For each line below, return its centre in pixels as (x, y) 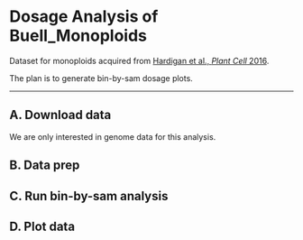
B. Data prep (45, 166)
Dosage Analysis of (84, 17)
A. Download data (60, 115)
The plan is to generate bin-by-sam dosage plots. (101, 78)
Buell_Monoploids (78, 36)
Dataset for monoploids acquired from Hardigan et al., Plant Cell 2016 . (139, 60)
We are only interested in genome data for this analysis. (113, 136)
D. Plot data (42, 226)
